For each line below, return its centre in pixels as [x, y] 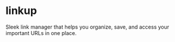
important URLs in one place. [41, 33]
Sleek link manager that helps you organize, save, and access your [87, 27]
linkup [21, 11]
